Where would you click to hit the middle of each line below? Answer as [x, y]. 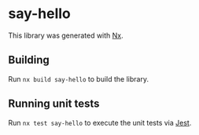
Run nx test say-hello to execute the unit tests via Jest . [100, 122]
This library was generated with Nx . [66, 35]
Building [29, 60]
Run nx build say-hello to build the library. [79, 78]
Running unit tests [54, 104]
